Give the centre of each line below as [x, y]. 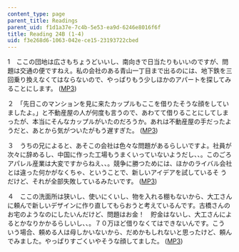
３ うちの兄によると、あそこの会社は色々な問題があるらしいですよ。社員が [119, 146]
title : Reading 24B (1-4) [46, 34]
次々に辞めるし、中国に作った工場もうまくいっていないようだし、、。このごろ [119, 155]
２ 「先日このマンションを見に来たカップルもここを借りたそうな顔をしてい [118, 104]
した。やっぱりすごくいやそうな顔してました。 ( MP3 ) [105, 241]
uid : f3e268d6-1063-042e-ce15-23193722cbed [73, 41]
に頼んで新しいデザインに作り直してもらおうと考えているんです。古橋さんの [119, 206]
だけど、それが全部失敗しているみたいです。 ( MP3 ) [82, 181]
